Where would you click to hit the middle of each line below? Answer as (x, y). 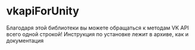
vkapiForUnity (43, 11)
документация (25, 40)
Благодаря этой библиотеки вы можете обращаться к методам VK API (98, 28)
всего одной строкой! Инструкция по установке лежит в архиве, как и (97, 34)
